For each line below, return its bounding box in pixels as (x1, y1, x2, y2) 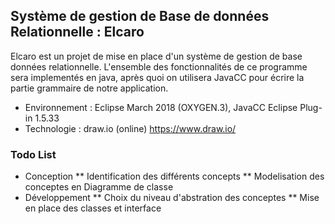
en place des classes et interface (24, 202, 162, 214)
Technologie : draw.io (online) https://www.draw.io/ (24, 122, 237, 134)
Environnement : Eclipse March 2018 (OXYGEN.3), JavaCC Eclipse (24, 101, 298, 113)
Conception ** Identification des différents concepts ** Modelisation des (24, 170, 325, 183)
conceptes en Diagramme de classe (24, 181, 174, 193)
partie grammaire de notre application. (10, 82, 169, 94)
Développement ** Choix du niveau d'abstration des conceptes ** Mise (24, 192, 320, 204)
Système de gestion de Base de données (10, 8, 270, 25)
